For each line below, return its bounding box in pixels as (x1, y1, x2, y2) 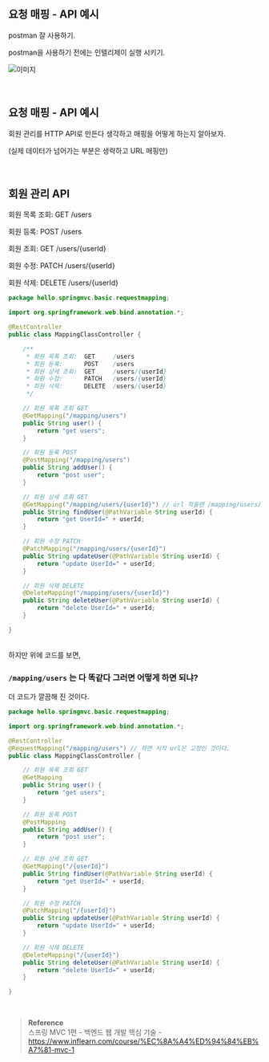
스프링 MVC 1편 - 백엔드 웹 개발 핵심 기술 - (27, 1027, 163, 1037)
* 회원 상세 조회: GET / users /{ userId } (26, 368, 167, 376)
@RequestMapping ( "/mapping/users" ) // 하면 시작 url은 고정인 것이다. (8, 744, 231, 752)
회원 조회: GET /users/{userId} (8, 244, 106, 254)
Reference (27, 1018, 64, 1027)
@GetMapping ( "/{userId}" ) (22, 862, 110, 871)
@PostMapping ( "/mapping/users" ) (22, 456, 130, 464)
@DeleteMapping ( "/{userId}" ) (22, 950, 120, 959)
